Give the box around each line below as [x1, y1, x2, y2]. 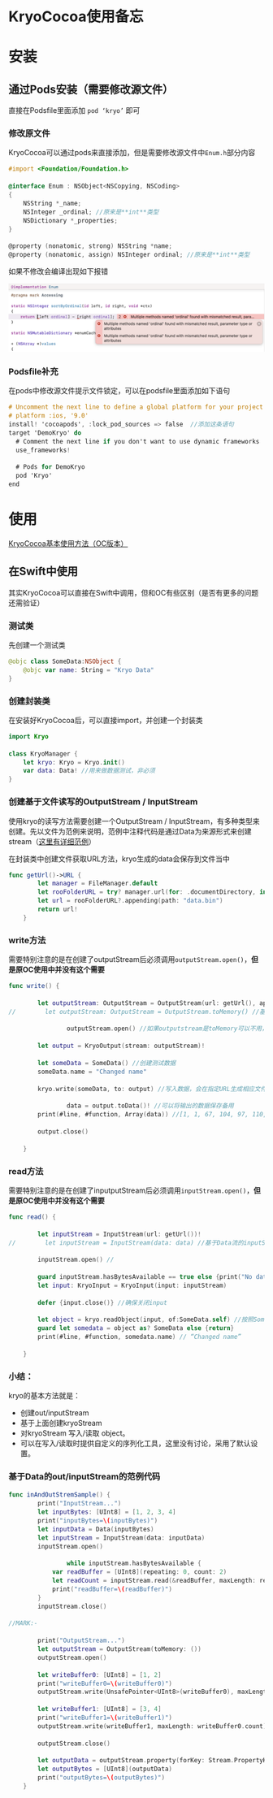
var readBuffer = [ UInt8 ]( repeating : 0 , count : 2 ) [51, 1568, 227, 1576]
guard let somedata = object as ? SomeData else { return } [37, 1324, 235, 1332]
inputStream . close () [37, 1602, 107, 1610]
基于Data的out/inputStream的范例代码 [8, 1471, 161, 1482]
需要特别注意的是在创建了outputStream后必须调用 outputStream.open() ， [8, 955, 252, 964]
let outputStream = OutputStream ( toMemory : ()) [37, 1645, 201, 1653]
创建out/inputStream [19, 1408, 89, 1418]
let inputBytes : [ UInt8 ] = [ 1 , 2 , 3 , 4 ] [37, 1508, 176, 1516]
